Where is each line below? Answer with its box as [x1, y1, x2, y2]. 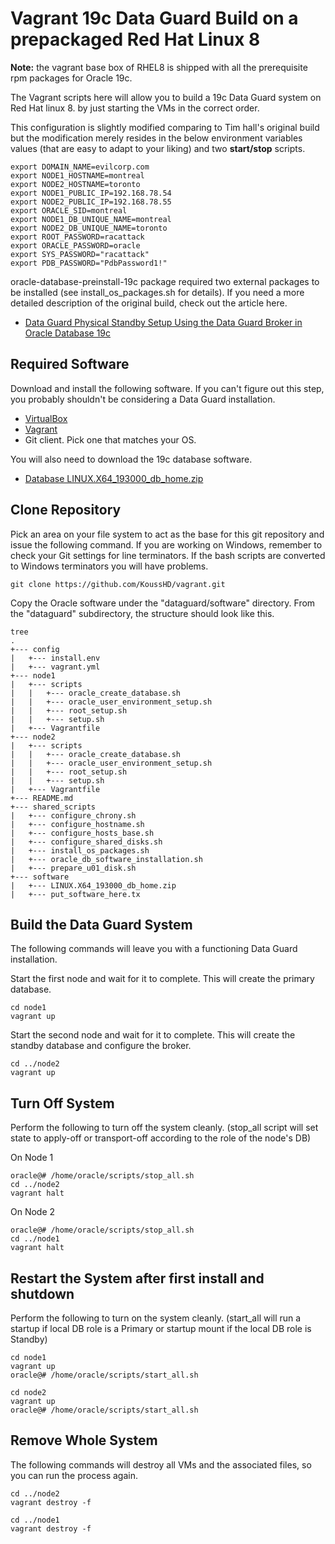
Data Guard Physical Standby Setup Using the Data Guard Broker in [24, 316, 303, 328]
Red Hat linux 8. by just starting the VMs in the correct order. [10, 102, 260, 114]
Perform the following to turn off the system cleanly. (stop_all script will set [10, 1122, 319, 1134]
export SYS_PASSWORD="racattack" [10, 249, 150, 259]
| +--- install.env [10, 653, 101, 663]
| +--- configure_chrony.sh [10, 810, 137, 821]
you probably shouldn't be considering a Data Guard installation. [10, 393, 276, 405]
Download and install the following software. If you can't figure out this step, [10, 382, 325, 394]
